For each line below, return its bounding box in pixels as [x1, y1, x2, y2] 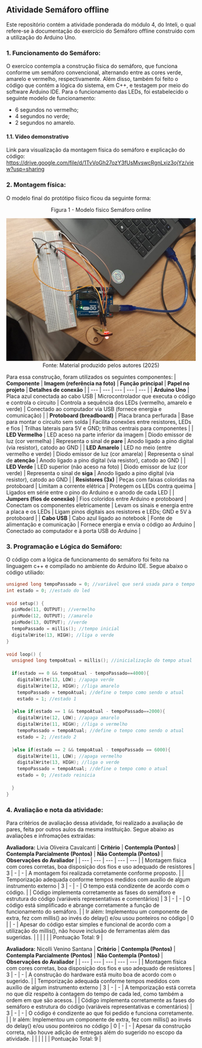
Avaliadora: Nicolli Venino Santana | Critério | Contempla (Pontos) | [6, 945, 176, 953]
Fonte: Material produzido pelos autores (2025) [42, 362, 160, 369]
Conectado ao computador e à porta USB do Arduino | [6, 527, 141, 534]
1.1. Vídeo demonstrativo [6, 133, 69, 140]
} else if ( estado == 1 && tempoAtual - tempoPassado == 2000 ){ [11, 709, 165, 715]
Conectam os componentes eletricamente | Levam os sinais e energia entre [6, 501, 194, 509]
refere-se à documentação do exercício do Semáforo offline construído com [6, 27, 195, 34]
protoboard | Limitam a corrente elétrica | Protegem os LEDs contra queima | [6, 482, 196, 490]
